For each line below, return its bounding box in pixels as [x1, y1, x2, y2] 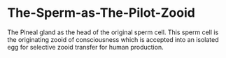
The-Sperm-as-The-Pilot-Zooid [7, 5, 196, 21]
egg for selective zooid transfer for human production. [7, 43, 164, 51]
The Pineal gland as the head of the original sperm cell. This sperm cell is [7, 28, 219, 36]
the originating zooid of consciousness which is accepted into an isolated [7, 35, 219, 43]
